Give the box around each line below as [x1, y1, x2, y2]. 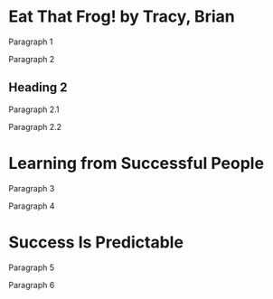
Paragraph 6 [8, 279, 55, 290]
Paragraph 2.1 [8, 104, 60, 115]
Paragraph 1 [8, 36, 53, 47]
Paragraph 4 [8, 201, 55, 211]
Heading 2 [8, 79, 69, 96]
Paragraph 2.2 [8, 121, 62, 132]
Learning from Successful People [8, 153, 264, 173]
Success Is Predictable [8, 232, 184, 252]
